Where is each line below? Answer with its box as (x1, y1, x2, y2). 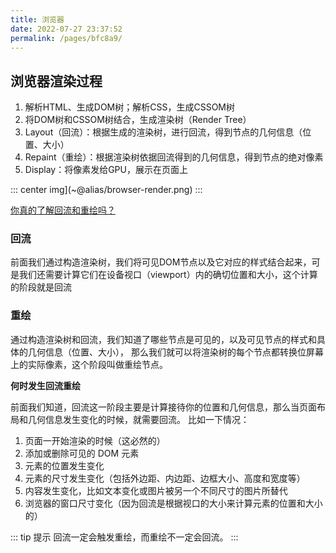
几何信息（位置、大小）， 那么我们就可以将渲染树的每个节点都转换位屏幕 (27, 346, 324, 358)
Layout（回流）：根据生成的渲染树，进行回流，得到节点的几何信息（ (24, 126, 303, 138)
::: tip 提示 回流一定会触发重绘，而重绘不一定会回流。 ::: (10, 531, 239, 543)
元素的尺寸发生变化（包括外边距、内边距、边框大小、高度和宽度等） (24, 472, 306, 484)
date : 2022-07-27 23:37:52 (10, 24, 123, 34)
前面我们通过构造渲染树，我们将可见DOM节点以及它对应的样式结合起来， (10, 256, 312, 268)
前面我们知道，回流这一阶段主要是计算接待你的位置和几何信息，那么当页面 (10, 401, 317, 413)
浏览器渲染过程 (10, 72, 103, 90)
